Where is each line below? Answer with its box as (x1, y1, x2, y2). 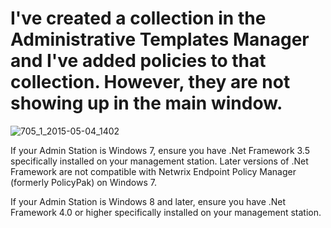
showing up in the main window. (10, 92, 283, 115)
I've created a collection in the (10, 7, 267, 30)
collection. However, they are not (10, 71, 291, 94)
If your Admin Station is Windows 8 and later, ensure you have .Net (10, 195, 287, 207)
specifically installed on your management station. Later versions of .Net (10, 155, 309, 167)
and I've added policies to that (10, 50, 267, 72)
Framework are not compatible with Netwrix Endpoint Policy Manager (10, 165, 297, 177)
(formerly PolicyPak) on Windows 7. (10, 176, 157, 188)
